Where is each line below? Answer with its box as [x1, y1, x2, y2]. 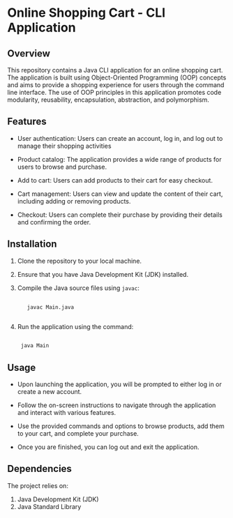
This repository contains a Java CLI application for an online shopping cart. [7, 66, 223, 74]
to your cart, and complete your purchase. [17, 429, 140, 437]
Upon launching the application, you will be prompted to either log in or [17, 380, 222, 388]
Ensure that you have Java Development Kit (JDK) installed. [17, 270, 189, 278]
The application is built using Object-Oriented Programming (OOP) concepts [7, 73, 227, 82]
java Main [20, 342, 50, 349]
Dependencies [7, 463, 72, 475]
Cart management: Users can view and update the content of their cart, [17, 190, 223, 198]
